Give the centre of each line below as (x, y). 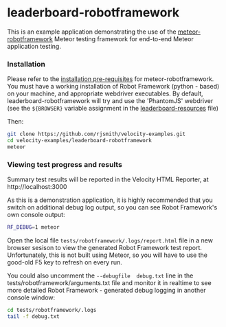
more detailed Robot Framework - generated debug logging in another (106, 291)
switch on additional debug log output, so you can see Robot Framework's (112, 207)
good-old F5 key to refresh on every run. (65, 262)
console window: (31, 297)
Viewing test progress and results (65, 164)
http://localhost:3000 (37, 187)
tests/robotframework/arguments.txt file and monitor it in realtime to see (109, 283)
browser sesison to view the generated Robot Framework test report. (105, 248)
